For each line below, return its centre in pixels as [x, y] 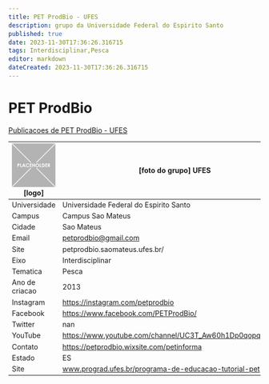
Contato [25, 346]
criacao [24, 291]
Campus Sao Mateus [97, 215]
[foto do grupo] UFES [175, 170]
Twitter [23, 325]
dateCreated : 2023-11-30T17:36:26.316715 [78, 68]
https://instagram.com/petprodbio [118, 302]
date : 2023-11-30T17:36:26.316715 [66, 42]
